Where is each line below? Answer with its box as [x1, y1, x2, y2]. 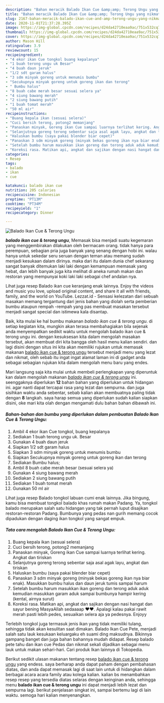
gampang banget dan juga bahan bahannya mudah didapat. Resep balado [5, 636, 154, 642]
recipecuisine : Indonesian [5, 192, 60, 197]
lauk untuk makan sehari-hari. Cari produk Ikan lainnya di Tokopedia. [5, 647, 143, 652]
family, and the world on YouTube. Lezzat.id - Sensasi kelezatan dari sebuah [5, 293, 159, 299]
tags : [5, 161, 17, 166]
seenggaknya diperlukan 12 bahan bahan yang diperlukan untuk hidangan [5, 379, 154, 385]
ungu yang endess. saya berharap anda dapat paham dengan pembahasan [5, 661, 156, 667]
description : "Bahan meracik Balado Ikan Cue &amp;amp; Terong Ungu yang [5, 7, 159, 12]
